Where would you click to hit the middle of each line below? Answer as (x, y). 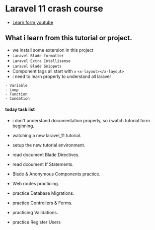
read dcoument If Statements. (43, 164)
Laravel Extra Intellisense (41, 61)
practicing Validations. (35, 212)
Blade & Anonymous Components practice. (56, 174)
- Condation (17, 98)
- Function (16, 94)
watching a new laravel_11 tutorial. (47, 135)
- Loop (12, 90)
